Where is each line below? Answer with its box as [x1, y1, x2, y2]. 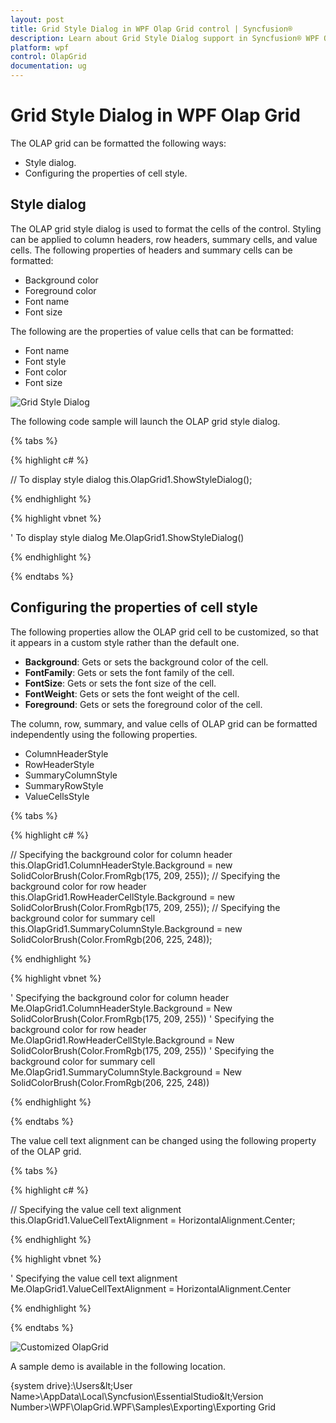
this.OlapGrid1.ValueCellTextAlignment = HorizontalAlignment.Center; [10, 1214, 296, 1226]
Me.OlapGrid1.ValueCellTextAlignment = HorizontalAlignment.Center [10, 1282, 292, 1295]
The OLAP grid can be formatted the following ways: [10, 137, 227, 149]
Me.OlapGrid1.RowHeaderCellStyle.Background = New [10, 1034, 235, 1046]
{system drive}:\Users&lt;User [10, 1379, 133, 1391]
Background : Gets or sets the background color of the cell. [24, 656, 269, 668]
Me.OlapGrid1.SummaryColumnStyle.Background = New [10, 1066, 243, 1078]
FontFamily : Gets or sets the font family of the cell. [24, 666, 235, 678]
